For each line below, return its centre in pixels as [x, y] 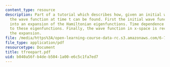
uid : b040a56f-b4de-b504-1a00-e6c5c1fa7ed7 [52, 57]
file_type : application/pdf [35, 43]
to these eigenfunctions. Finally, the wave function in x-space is [83, 29]
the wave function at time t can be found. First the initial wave [82, 19]
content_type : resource [30, 10]
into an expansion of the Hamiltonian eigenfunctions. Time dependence [87, 24]
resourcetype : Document [30, 47]
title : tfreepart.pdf [28, 52]
